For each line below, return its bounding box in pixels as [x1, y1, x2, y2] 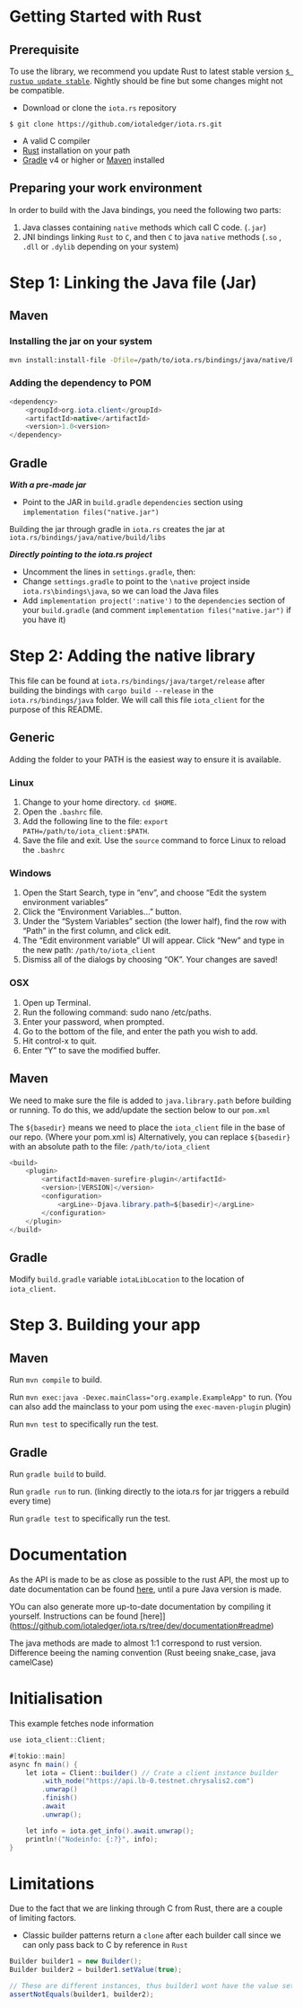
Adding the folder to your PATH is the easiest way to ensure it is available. [9, 753, 281, 765]
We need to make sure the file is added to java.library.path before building [9, 1095, 291, 1106]
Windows [9, 867, 52, 880]
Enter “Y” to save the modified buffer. [22, 1044, 161, 1055]
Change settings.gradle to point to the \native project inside [22, 576, 251, 587]
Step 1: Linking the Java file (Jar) [9, 272, 257, 293]
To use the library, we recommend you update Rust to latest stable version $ [9, 66, 290, 76]
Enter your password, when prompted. [22, 1016, 165, 1026]
